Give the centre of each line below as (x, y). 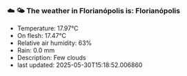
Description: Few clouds (51, 58)
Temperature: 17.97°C (48, 28)
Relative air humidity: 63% (55, 43)
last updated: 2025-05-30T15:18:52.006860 (80, 65)
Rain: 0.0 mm (36, 50)
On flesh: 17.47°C (42, 36)
